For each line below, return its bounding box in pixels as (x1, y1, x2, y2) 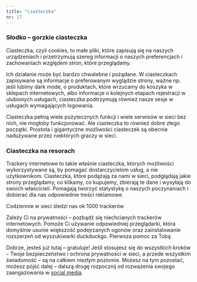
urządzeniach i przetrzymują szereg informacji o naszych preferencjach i (6, 53, 183, 60)
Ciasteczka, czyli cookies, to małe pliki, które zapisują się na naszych (6, 46, 174, 53)
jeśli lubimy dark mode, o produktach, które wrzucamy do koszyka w (6, 83, 173, 90)
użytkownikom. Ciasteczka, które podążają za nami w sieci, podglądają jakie (6, 173, 191, 180)
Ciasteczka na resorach (6, 146, 75, 155)
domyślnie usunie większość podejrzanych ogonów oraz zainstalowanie (6, 227, 181, 234)
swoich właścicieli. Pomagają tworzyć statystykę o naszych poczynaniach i (6, 185, 189, 192)
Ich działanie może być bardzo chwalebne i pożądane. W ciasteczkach (6, 70, 178, 78)
